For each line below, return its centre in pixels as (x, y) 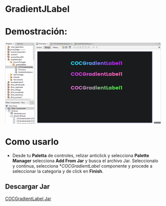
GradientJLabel (38, 9)
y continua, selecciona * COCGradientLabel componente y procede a (82, 166)
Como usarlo (32, 142)
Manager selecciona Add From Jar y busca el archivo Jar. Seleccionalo (85, 161)
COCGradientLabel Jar (28, 199)
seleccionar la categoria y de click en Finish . (58, 171)
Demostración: (36, 32)
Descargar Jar (28, 187)
